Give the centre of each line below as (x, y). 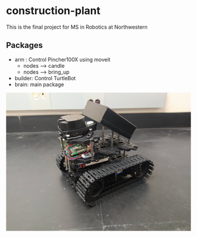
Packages (24, 45)
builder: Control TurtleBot (45, 78)
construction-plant (53, 11)
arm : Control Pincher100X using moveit (62, 59)
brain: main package (39, 84)
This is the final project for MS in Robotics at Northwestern (77, 27)
